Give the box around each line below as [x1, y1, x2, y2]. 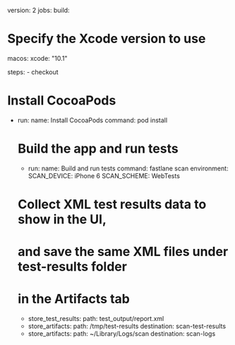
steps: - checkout [7, 67, 59, 76]
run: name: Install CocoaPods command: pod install [17, 116, 168, 124]
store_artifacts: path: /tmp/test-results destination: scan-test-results [28, 322, 227, 331]
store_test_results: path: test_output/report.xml [28, 315, 164, 323]
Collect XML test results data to [17, 197, 207, 212]
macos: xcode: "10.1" [7, 54, 68, 62]
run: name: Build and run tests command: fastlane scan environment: [28, 164, 229, 172]
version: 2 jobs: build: [7, 6, 70, 14]
